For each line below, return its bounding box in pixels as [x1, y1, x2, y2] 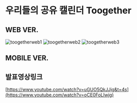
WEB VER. [5, 25, 38, 34]
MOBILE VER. [5, 54, 49, 63]
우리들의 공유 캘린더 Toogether [5, 5, 132, 16]
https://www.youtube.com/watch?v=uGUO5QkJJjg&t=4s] [7, 87, 129, 93]
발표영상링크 [5, 72, 43, 81]
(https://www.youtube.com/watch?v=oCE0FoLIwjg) [5, 92, 114, 98]
